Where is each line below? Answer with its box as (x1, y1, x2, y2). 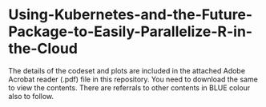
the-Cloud (8, 40, 79, 57)
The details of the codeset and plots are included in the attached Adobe (8, 65, 246, 75)
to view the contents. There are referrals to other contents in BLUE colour (8, 82, 251, 93)
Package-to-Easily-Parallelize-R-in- (8, 22, 253, 41)
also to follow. (8, 91, 54, 101)
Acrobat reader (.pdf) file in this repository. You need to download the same (8, 74, 258, 84)
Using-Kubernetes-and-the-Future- (8, 6, 253, 24)
